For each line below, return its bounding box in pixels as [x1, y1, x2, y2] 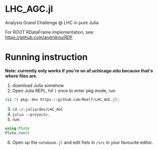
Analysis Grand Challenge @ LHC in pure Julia [5, 20, 99, 25]
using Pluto [5, 126, 29, 131]
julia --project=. [12, 112, 50, 117]
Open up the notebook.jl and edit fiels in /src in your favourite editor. [12, 139, 153, 145]
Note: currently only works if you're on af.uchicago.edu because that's [5, 68, 153, 74]
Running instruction [5, 51, 88, 63]
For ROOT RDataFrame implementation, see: [5, 29, 95, 35]
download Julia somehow [12, 82, 64, 88]
